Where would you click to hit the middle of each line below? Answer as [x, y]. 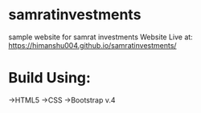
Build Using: [49, 78]
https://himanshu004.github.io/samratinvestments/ [92, 45]
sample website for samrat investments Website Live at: [100, 37]
